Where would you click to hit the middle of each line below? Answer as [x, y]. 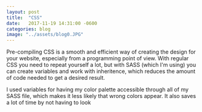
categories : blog [29, 29]
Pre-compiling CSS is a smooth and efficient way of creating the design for [101, 52]
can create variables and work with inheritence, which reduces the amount [101, 71]
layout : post [23, 12]
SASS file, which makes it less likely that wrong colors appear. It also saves [101, 96]
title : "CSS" [25, 18]
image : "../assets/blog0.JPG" [45, 35]
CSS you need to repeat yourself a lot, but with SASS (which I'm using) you [101, 65]
